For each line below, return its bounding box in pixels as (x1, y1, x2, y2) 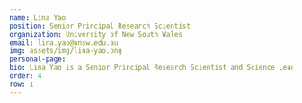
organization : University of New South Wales (9, 30, 182, 39)
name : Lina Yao (9, 13, 67, 22)
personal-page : (9, 55, 67, 64)
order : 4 (9, 72, 42, 81)
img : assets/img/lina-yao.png (9, 47, 123, 56)
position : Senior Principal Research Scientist (9, 21, 191, 30)
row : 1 (9, 80, 34, 89)
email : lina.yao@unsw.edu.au (9, 38, 119, 47)
